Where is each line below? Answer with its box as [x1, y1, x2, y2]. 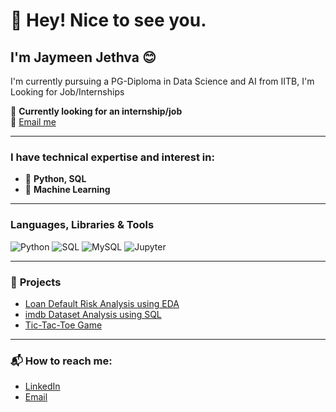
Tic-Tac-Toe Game [24, 319, 103, 331]
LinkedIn [24, 380, 61, 393]
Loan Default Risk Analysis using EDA [24, 297, 180, 309]
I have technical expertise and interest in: [10, 150, 215, 164]
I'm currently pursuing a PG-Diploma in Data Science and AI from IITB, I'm [10, 75, 315, 87]
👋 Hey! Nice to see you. [10, 9, 207, 32]
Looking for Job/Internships [10, 86, 125, 98]
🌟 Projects [10, 275, 62, 289]
